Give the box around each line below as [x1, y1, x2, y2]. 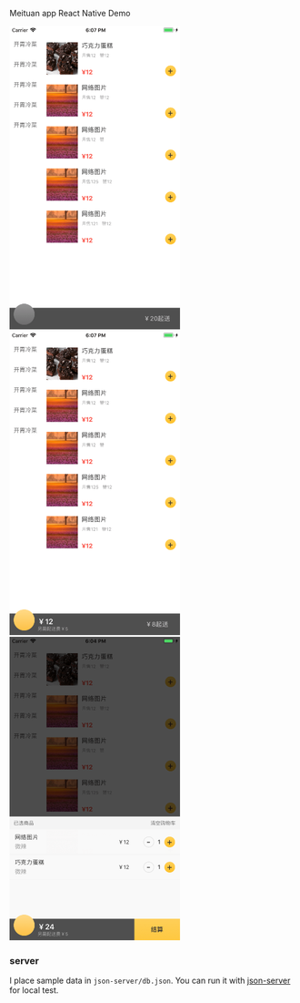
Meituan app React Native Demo [9, 8, 131, 18]
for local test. [9, 985, 59, 996]
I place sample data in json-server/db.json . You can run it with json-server [9, 975, 291, 987]
